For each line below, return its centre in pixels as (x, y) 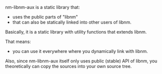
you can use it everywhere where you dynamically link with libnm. (80, 51)
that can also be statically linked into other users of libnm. (72, 22)
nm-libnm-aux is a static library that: (42, 7)
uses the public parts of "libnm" (45, 17)
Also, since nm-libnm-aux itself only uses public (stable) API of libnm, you (81, 61)
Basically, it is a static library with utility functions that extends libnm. (76, 32)
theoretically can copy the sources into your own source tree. (68, 66)
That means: (18, 41)
